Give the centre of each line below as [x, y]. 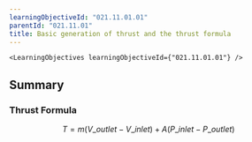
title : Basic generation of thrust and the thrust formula [120, 34]
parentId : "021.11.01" [51, 26]
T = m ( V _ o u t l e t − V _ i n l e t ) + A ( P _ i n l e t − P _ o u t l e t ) [149, 130]
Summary [37, 85]
